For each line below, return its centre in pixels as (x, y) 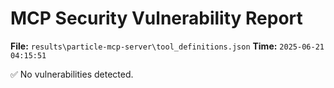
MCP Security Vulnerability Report (156, 18)
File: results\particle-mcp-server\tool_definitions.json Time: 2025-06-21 (167, 46)
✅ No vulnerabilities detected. (72, 74)
